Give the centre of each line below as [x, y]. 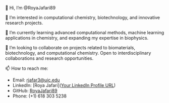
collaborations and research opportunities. [49, 58]
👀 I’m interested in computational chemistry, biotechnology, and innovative [83, 17]
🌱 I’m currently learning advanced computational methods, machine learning [85, 32]
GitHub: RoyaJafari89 [35, 91]
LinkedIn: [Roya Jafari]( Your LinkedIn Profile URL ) [64, 85]
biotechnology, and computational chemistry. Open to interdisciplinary [78, 53]
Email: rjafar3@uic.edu [36, 80]
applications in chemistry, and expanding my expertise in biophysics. [77, 38]
